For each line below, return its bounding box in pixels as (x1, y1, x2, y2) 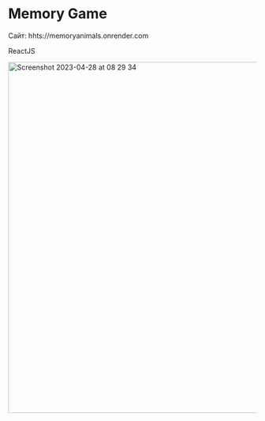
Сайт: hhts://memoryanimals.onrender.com (8, 31, 149, 40)
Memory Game (8, 5, 108, 23)
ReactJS (8, 46, 35, 55)
